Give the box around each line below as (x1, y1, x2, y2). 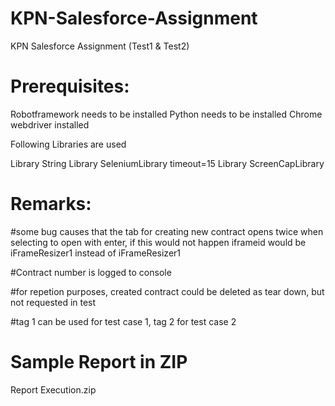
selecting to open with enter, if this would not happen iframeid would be (10, 236, 307, 248)
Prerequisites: (10, 75, 130, 98)
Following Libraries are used (10, 138, 127, 150)
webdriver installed (10, 118, 90, 131)
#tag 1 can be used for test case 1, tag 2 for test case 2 (10, 315, 237, 327)
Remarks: (10, 193, 92, 216)
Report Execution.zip (10, 383, 97, 396)
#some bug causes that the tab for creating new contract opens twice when (10, 225, 324, 237)
